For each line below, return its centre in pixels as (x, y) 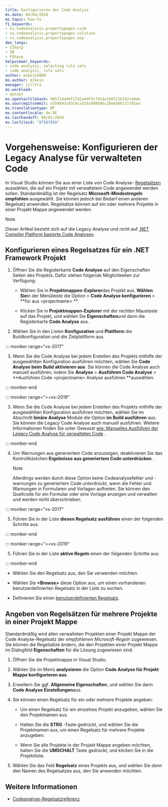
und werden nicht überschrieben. (47, 500)
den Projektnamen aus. (44, 715)
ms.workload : (19, 89)
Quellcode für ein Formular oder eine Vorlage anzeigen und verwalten (85, 494)
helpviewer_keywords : (28, 61)
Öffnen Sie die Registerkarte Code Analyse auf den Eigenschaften (81, 270)
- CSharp (14, 47)
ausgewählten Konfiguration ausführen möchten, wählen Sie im (78, 412)
